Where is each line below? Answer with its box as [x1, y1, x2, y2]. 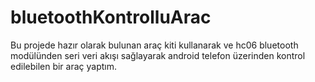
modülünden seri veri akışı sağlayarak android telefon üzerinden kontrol [10, 49, 306, 61]
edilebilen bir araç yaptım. [10, 60, 118, 72]
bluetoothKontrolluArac [10, 6, 212, 29]
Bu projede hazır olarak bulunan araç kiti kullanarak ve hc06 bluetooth [10, 39, 299, 51]
